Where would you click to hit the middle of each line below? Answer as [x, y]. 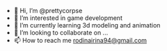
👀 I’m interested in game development [68, 18]
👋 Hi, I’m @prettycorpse [48, 11]
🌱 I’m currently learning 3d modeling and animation [87, 25]
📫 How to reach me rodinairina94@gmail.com [80, 40]
